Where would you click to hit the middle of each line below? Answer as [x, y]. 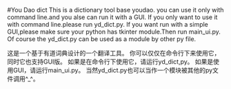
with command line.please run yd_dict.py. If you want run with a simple [108, 24]
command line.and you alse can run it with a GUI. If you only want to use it [112, 17]
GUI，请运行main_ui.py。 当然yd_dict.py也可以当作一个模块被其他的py [113, 70]
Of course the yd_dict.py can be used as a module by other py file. [102, 39]
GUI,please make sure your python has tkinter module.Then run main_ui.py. [114, 31]
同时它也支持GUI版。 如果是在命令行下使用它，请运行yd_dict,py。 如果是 [110, 62]
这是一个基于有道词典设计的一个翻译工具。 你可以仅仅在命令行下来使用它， [114, 53]
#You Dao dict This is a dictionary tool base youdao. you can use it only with [115, 10]
